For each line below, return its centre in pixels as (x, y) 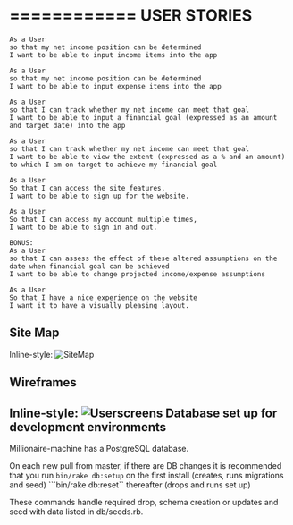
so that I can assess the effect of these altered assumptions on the (143, 258)
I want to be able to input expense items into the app (115, 86)
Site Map (34, 333)
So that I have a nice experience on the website (104, 297)
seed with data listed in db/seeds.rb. (76, 512)
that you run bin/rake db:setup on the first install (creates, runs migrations (146, 475)
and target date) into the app (67, 125)
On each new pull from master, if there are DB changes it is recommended (146, 465)
